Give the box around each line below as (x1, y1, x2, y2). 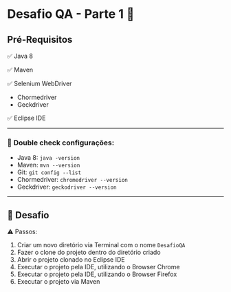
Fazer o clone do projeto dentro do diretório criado (16, 248, 161, 257)
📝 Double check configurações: (7, 138, 115, 147)
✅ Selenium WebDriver (7, 79, 72, 87)
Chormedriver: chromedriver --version (16, 176, 129, 184)
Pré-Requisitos (7, 34, 73, 45)
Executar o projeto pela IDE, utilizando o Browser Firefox (16, 270, 177, 278)
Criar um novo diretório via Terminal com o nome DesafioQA (16, 241, 186, 249)
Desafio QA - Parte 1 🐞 (7, 6, 135, 22)
